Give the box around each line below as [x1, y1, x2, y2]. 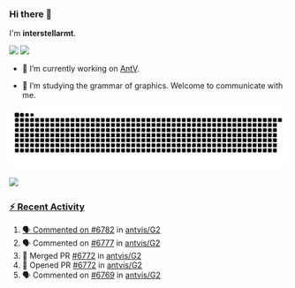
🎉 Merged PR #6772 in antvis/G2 [21, 251, 142, 261]
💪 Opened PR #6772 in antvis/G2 [21, 260, 143, 270]
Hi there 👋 [9, 8, 53, 20]
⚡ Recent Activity [9, 201, 86, 213]
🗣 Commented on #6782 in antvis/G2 [21, 224, 161, 235]
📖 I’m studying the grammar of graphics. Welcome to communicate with [21, 80, 284, 91]
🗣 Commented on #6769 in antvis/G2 [21, 269, 161, 281]
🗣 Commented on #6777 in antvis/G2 [21, 238, 161, 248]
